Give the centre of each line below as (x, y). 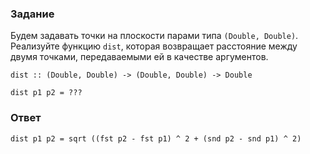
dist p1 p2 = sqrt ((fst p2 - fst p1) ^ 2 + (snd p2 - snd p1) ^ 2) (156, 138)
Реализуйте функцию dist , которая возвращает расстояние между (154, 46)
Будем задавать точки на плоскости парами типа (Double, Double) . (154, 36)
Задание (32, 14)
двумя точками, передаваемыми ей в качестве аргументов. (139, 57)
